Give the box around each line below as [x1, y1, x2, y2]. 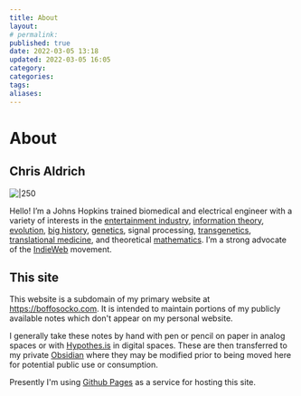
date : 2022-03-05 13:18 [9, 47, 99, 56]
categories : [9, 72, 54, 81]
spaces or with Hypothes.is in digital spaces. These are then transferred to [9, 340, 287, 351]
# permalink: [9, 30, 59, 39]
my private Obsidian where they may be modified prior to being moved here [9, 350, 292, 361]
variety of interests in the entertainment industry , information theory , [9, 214, 265, 226]
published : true [9, 38, 71, 48]
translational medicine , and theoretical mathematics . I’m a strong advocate [9, 234, 287, 245]
